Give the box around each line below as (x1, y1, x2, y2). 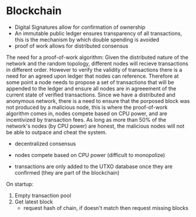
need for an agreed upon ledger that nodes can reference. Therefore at (6, 72, 179, 79)
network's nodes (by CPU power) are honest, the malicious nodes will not (6, 122, 185, 129)
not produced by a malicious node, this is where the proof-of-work (6, 104, 168, 111)
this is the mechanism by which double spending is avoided (14, 36, 160, 43)
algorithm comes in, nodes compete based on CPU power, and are (6, 110, 168, 117)
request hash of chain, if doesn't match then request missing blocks (23, 204, 188, 211)
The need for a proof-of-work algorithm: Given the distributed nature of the (6, 54, 188, 61)
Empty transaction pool (14, 192, 72, 199)
